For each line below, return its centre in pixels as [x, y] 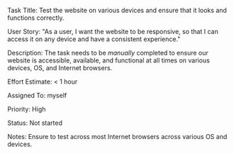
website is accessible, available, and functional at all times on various [109, 60]
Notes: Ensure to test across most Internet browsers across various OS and [117, 137]
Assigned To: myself [37, 95]
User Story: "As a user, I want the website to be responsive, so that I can [113, 32]
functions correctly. [36, 18]
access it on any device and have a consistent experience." [94, 39]
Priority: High [27, 109]
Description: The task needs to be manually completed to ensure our [108, 53]
